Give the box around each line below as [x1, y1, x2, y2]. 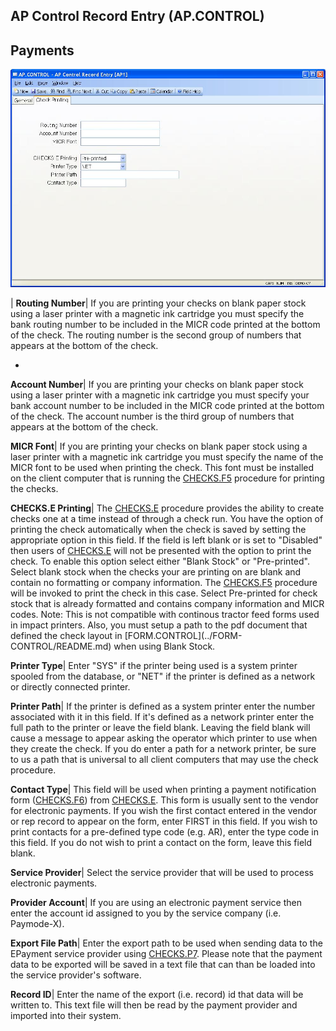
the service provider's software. [10, 969, 142, 981]
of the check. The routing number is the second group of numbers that [10, 329, 302, 341]
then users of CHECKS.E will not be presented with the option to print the [10, 544, 312, 556]
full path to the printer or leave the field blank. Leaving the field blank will [10, 721, 311, 733]
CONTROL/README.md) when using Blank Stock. [10, 640, 216, 652]
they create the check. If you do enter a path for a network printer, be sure [10, 742, 317, 754]
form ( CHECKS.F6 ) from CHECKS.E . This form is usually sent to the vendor [10, 794, 319, 806]
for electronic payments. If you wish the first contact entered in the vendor [10, 804, 317, 816]
